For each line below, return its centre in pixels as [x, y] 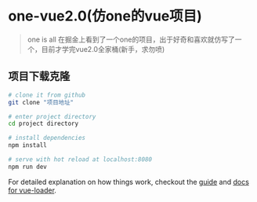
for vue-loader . [33, 190]
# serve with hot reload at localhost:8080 [80, 160]
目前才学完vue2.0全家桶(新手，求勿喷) [103, 49]
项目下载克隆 [39, 77]
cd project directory [43, 124]
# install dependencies [47, 138]
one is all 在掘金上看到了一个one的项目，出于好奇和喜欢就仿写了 [131, 39]
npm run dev [27, 167]
